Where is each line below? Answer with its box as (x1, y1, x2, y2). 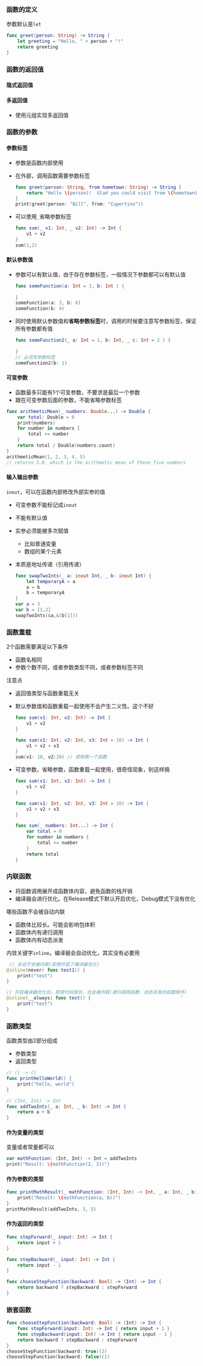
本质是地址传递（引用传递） (15, 560, 85, 568)
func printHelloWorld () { (6, 1076, 72, 1082)
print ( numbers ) (17, 420, 56, 426)
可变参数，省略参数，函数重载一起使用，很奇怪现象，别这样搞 (15, 766, 170, 773)
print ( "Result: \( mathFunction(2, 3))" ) (6, 1161, 111, 1168)
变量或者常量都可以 (6, 1143, 55, 1151)
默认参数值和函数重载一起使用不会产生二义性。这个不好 (15, 703, 154, 710)
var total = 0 (26, 829, 62, 835)
